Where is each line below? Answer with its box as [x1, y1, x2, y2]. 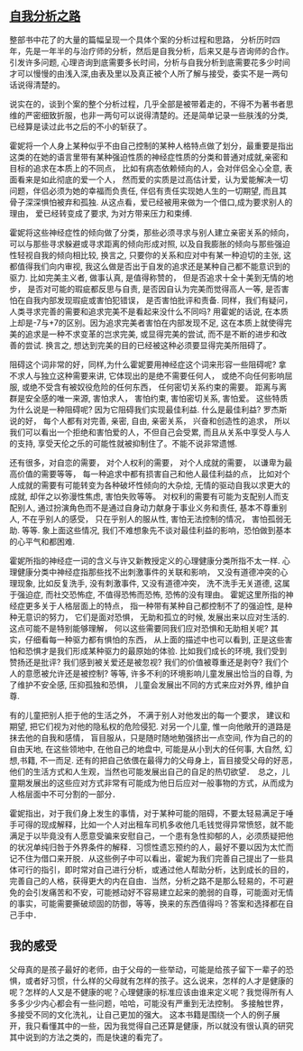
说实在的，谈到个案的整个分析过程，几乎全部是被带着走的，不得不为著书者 [9, 98, 286, 109]
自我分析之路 [9, 8, 81, 24]
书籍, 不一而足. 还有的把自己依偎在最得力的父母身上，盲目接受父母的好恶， [19, 754, 293, 765]
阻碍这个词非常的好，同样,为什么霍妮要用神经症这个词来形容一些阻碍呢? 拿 [9, 359, 287, 370]
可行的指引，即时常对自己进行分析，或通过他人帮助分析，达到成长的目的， [16, 864, 294, 875]
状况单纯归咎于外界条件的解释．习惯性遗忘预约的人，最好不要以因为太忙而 [16, 842, 294, 853]
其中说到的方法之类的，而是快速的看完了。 [9, 1031, 168, 1042]
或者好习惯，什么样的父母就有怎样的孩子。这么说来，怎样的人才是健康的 [24, 975, 294, 986]
